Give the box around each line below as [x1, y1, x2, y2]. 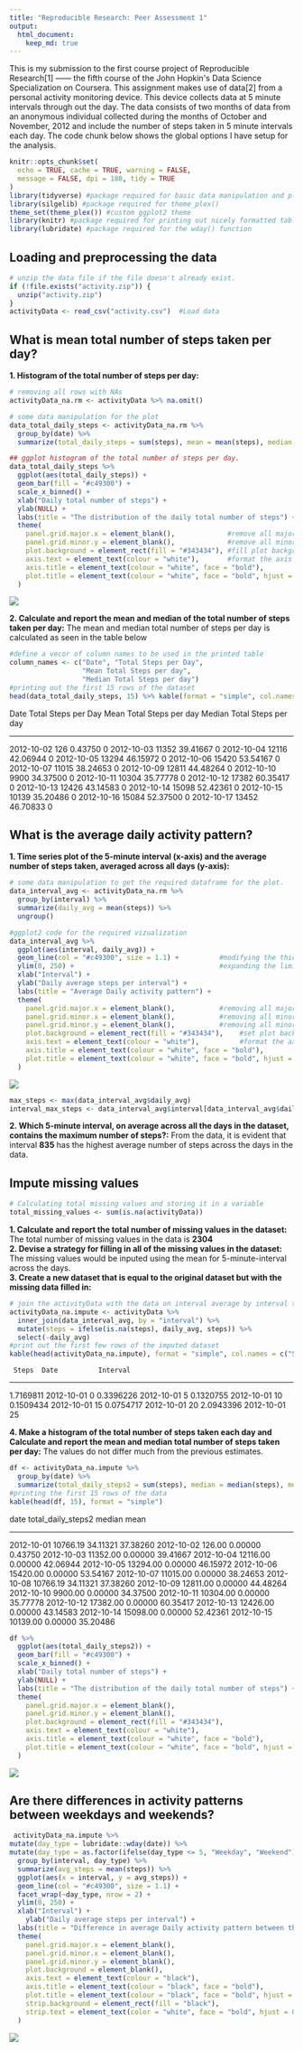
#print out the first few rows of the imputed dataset [9, 1341, 220, 1350]
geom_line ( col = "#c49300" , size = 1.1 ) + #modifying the [17, 954, 277, 963]
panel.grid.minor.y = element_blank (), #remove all [25, 538, 272, 547]
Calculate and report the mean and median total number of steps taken [9, 1437, 280, 1448]
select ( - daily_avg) [17, 1333, 91, 1342]
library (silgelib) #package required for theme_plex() [9, 200, 220, 209]
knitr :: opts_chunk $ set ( [9, 157, 99, 167]
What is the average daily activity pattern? [9, 827, 253, 843]
